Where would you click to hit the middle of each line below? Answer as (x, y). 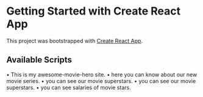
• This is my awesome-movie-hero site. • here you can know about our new (102, 75)
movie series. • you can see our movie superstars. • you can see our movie (101, 81)
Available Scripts (39, 60)
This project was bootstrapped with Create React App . (75, 41)
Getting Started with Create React (94, 11)
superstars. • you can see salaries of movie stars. (69, 87)
